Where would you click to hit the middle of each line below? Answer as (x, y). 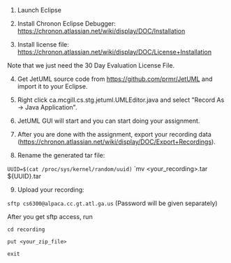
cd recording (26, 230)
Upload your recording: (51, 190)
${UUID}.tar (24, 176)
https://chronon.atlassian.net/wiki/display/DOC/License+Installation (114, 52)
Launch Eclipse (39, 10)
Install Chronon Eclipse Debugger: (67, 23)
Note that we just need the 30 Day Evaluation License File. (91, 65)
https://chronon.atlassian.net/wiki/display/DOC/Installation (101, 31)
